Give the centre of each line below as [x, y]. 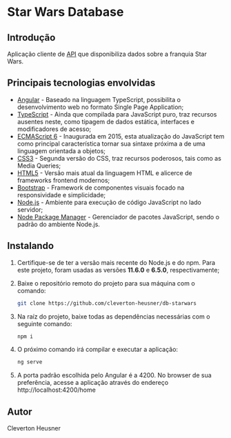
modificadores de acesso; [54, 129]
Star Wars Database [66, 12]
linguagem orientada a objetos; [61, 151]
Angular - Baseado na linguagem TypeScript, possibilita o [99, 99]
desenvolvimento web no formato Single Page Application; [100, 107]
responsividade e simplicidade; [61, 195]
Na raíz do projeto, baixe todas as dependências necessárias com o [113, 316]
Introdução [31, 38]
